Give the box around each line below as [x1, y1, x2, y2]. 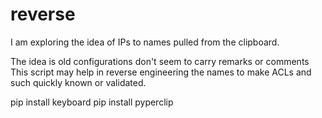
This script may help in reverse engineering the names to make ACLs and [10, 66, 312, 78]
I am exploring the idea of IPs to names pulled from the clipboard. [10, 36, 280, 48]
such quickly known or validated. [10, 76, 147, 88]
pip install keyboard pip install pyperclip [10, 96, 174, 108]
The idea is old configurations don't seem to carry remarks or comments [10, 55, 310, 67]
